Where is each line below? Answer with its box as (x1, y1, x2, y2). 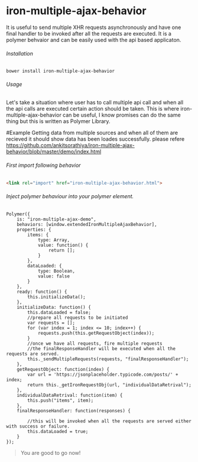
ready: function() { (17, 289, 67, 295)
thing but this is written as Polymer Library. (6, 118, 111, 125)
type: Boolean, (37, 268, 76, 274)
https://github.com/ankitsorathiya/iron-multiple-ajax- (6, 142, 135, 149)
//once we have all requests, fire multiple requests (27, 340, 163, 347)
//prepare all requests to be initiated (27, 315, 128, 321)
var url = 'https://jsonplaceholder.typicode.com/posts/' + (27, 371, 178, 377)
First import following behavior (6, 161, 81, 169)
